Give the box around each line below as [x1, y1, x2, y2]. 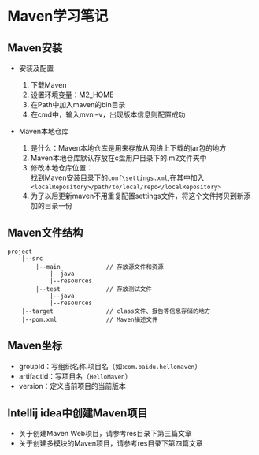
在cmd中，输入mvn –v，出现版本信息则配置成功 [30, 110, 186, 119]
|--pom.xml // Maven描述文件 [21, 315, 158, 323]
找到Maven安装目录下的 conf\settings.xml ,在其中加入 [30, 173, 205, 182]
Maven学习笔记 [7, 7, 109, 25]
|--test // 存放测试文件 [35, 285, 153, 293]
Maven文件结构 [7, 226, 83, 240]
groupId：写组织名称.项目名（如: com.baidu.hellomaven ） [18, 361, 202, 371]
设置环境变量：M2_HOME [30, 90, 114, 99]
